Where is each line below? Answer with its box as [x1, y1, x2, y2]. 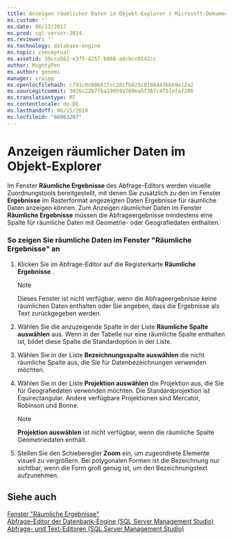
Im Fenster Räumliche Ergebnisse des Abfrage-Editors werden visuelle [7, 181, 212, 190]
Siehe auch [7, 491, 57, 503]
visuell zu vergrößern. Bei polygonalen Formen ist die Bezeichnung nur [17, 456, 220, 464]
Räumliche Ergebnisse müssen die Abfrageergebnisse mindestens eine [7, 211, 213, 219]
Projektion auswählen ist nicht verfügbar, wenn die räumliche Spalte [17, 428, 215, 436]
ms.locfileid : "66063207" [7, 113, 82, 120]
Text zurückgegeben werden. [17, 309, 102, 317]
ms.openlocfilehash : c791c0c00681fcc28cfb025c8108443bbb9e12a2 [7, 81, 194, 88]
